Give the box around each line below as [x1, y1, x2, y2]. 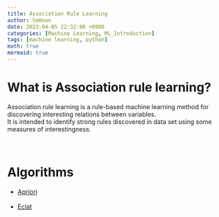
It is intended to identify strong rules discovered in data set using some [7, 117, 212, 126]
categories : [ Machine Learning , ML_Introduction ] [7, 29, 155, 37]
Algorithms [7, 164, 74, 180]
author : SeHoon [7, 17, 52, 24]
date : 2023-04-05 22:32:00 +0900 [7, 23, 105, 30]
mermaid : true [7, 50, 49, 57]
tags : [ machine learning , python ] [7, 36, 108, 43]
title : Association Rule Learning [7, 10, 108, 17]
